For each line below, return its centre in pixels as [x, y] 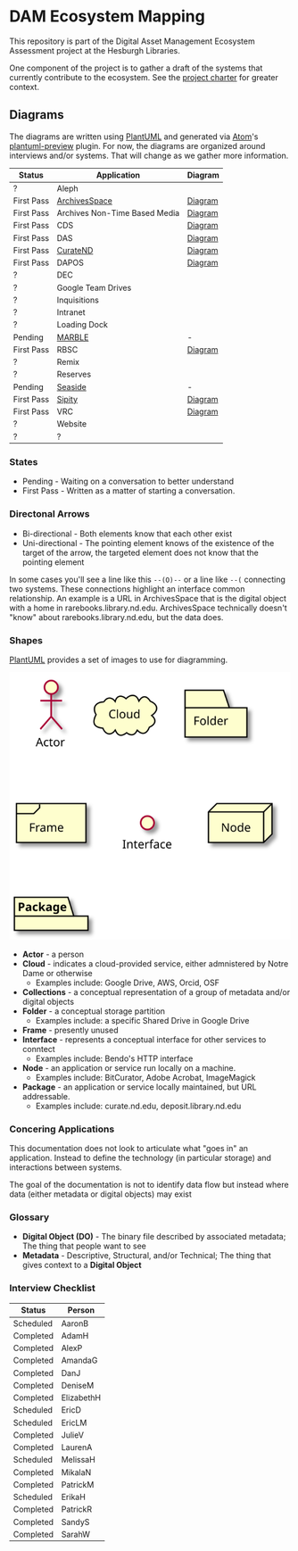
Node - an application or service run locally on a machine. [129, 1067]
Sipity [67, 399]
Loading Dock [83, 325]
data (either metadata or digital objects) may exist [100, 1194]
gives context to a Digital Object [82, 1265]
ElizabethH [81, 1398]
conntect [38, 1049]
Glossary [29, 1217]
